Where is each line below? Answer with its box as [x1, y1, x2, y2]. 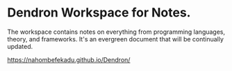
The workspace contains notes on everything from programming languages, [7, 28, 226, 36]
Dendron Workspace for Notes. [7, 5, 191, 21]
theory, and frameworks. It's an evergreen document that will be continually [7, 34, 224, 43]
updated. [7, 42, 33, 50]
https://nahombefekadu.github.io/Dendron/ [7, 55, 131, 63]
